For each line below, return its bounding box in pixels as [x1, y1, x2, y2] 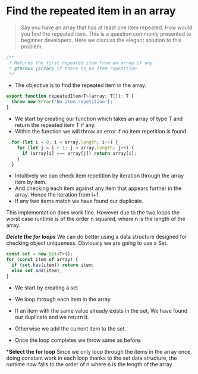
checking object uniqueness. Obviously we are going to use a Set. [6, 239, 168, 247]
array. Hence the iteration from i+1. [14, 191, 100, 198]
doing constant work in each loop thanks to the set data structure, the [6, 354, 177, 361]
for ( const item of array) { [6, 257, 78, 263]
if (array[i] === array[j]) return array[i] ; [21, 150, 137, 156]
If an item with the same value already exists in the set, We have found [14, 307, 188, 314]
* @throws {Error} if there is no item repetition [8, 66, 137, 71]
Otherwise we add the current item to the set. [14, 325, 127, 332]
